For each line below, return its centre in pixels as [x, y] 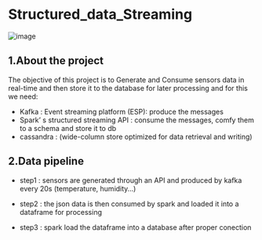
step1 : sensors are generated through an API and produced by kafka [131, 180]
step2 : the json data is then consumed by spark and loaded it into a [129, 204]
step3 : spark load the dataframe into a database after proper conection [135, 227]
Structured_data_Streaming [100, 15]
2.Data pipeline [46, 161]
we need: [23, 96]
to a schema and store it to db [68, 128]
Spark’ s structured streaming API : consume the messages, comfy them [137, 120]
